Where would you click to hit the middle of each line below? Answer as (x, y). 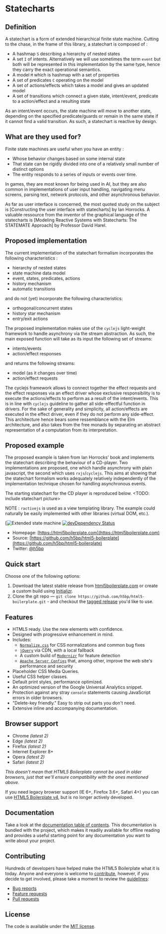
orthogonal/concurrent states (42, 308)
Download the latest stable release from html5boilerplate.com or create (85, 586)
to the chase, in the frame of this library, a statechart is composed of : (76, 44)
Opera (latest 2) (28, 757)
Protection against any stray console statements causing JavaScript (81, 692)
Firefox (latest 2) (29, 746)
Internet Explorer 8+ (33, 751)
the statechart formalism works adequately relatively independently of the (81, 478)
